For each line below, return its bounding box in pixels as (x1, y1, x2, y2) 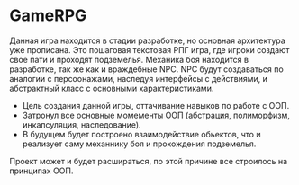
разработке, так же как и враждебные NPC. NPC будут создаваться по (9, 64, 284, 75)
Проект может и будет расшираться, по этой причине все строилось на (9, 155, 288, 166)
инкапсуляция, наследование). (22, 119, 141, 130)
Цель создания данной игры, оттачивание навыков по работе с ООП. (22, 100, 290, 110)
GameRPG (9, 5, 87, 26)
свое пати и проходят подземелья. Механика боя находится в (9, 54, 249, 65)
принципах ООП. (9, 165, 74, 176)
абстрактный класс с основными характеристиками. (9, 83, 214, 93)
